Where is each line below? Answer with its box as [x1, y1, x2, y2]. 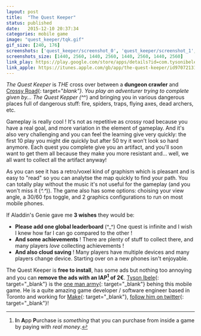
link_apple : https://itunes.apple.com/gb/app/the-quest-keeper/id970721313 [6, 64, 199, 71]
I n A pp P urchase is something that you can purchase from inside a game [14, 317, 195, 324]
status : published [6, 20, 52, 26]
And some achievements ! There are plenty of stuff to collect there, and [14, 236, 193, 243]
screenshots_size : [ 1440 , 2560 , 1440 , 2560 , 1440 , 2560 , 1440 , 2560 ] [6, 53, 184, 59]
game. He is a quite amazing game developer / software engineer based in [6, 287, 190, 294]
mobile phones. [6, 200, 45, 207]
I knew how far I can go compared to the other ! [14, 229, 133, 237]
